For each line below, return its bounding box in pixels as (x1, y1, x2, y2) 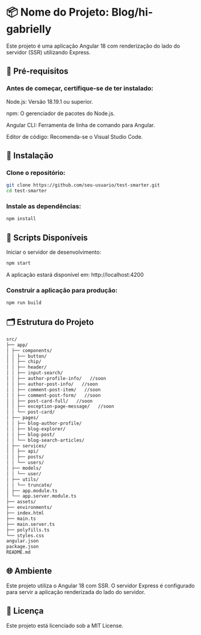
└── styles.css (6, 532, 45, 539)
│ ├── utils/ (6, 476, 39, 482)
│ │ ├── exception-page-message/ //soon (6, 403, 114, 409)
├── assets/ (6, 499, 36, 505)
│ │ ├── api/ (6, 448, 39, 455)
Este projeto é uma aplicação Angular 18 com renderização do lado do (6, 42, 181, 49)
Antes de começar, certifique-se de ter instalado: (6, 84, 153, 93)
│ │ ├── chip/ (6, 359, 42, 365)
